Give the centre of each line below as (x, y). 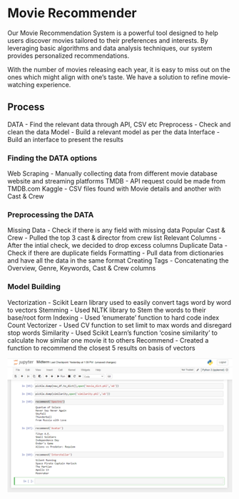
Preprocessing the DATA (51, 214)
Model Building (34, 287)
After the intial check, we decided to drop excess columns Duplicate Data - (118, 246)
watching (21, 84)
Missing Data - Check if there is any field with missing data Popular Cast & (117, 231)
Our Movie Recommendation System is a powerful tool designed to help (113, 33)
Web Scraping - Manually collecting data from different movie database (112, 173)
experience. (54, 84)
